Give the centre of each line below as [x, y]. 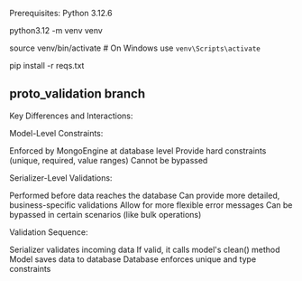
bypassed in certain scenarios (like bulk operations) [105, 214]
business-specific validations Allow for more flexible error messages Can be [151, 205]
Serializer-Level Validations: [61, 178]
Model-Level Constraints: [56, 133]
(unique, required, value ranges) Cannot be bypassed [109, 160]
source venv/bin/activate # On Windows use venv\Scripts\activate [135, 48]
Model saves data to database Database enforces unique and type [133, 259]
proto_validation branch [78, 94]
